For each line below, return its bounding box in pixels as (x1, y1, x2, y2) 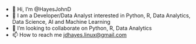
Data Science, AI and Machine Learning (11, 18, 110, 25)
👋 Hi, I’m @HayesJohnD (11, 6, 71, 12)
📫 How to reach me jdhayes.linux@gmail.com (11, 32, 127, 38)
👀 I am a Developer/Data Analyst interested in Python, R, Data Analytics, (11, 12, 191, 19)
